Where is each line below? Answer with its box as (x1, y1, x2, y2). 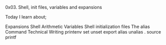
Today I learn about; (5, 14, 47, 19)
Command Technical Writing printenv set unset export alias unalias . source (5, 29, 161, 34)
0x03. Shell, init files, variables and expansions (5, 4, 102, 10)
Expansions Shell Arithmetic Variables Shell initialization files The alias (5, 23, 150, 29)
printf (5, 34, 17, 40)
